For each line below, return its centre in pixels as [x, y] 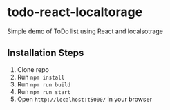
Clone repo [33, 69]
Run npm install [41, 77]
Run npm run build [44, 84]
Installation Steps [46, 53]
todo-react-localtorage [75, 12]
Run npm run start [44, 91]
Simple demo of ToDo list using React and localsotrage [85, 31]
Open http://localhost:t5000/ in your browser [85, 99]
